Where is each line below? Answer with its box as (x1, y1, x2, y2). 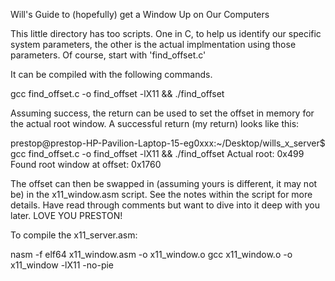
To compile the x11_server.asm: (10, 229, 138, 241)
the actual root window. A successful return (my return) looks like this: (10, 118, 300, 129)
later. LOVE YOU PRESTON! (10, 210, 123, 221)
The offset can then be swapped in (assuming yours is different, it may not (10, 178, 318, 189)
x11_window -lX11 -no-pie (10, 259, 115, 271)
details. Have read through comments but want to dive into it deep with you (10, 199, 320, 211)
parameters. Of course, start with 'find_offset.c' (10, 49, 207, 61)
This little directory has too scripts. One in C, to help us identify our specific (10, 28, 322, 39)
